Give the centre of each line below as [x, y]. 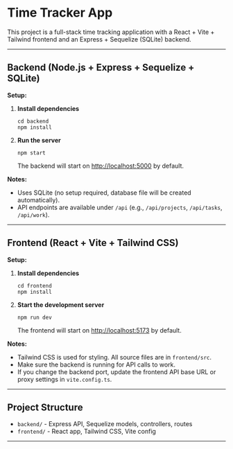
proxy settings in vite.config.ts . [64, 379]
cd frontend [34, 285]
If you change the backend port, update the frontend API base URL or [116, 371]
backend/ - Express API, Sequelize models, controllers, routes [105, 424]
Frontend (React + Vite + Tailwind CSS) [93, 243]
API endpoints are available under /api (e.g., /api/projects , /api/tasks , [120, 207]
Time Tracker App [60, 13]
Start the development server [61, 305]
